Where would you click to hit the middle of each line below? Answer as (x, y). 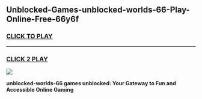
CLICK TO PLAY (29, 37)
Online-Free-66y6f (43, 19)
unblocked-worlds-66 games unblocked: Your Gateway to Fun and (91, 83)
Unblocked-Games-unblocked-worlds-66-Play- (98, 10)
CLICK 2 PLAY (27, 59)
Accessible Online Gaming (40, 89)
